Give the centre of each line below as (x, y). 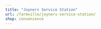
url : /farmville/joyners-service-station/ (50, 14)
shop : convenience (24, 19)
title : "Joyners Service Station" (42, 10)
